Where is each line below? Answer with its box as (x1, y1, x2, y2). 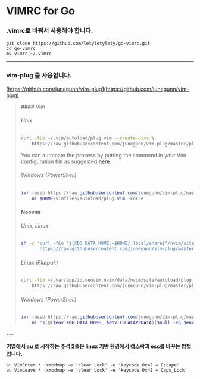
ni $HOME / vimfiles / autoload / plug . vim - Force (32, 195, 144, 201)
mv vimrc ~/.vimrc (6, 51, 52, 57)
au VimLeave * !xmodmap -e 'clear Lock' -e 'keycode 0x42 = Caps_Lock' (6, 368, 187, 374)
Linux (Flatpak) (20, 259, 58, 266)
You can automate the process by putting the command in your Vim (20, 151, 186, 159)
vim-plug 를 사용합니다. (6, 72, 72, 80)
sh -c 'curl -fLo (20, 240, 64, 247)
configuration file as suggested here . (20, 158, 112, 165)
